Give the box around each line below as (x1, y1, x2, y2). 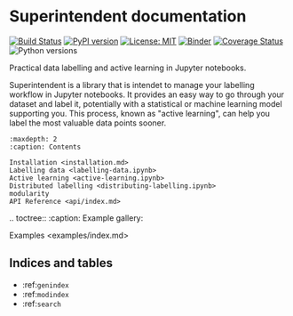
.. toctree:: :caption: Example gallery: (9, 212, 144, 223)
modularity (9, 189, 50, 198)
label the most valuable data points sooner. (9, 117, 167, 128)
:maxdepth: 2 (9, 134, 58, 143)
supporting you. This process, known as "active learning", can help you (9, 108, 271, 118)
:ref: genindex (21, 279, 69, 290)
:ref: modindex (21, 288, 69, 299)
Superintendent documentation (9, 6, 247, 27)
